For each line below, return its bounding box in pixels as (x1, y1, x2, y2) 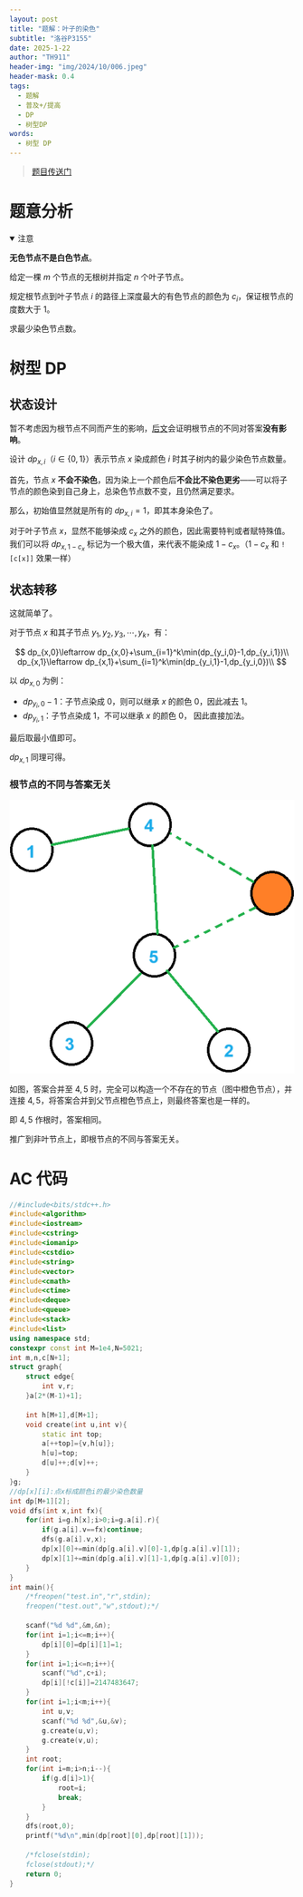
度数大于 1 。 (9, 304, 55, 315)
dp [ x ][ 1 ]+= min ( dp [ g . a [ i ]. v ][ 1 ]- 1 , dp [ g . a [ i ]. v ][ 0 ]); (42, 1553, 241, 1563)
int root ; (25, 1755, 63, 1764)
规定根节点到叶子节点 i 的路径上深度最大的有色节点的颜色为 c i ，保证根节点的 (9, 290, 294, 304)
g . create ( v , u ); (42, 1736, 99, 1745)
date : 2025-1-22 (9, 44, 71, 53)
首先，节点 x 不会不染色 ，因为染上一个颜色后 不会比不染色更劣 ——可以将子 (9, 474, 288, 485)
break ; (57, 1793, 83, 1802)
